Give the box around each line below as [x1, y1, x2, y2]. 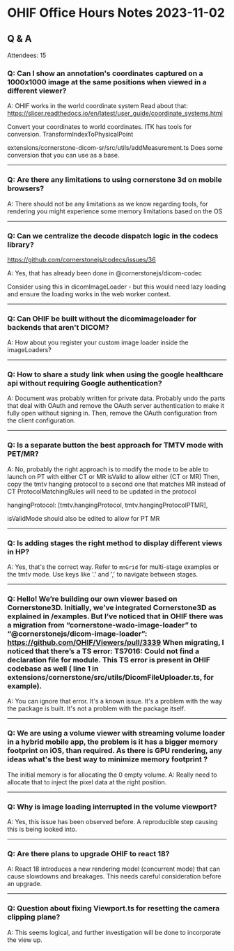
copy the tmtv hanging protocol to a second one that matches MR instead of [7, 480, 226, 488]
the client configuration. [7, 416, 76, 425]
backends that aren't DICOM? [7, 322, 109, 332]
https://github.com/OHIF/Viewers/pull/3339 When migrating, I [7, 638, 224, 647]
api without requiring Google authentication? [7, 379, 162, 388]
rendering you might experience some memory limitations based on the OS [7, 207, 223, 215]
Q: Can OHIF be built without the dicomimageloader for [7, 314, 197, 324]
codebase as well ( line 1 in [7, 664, 99, 674]
